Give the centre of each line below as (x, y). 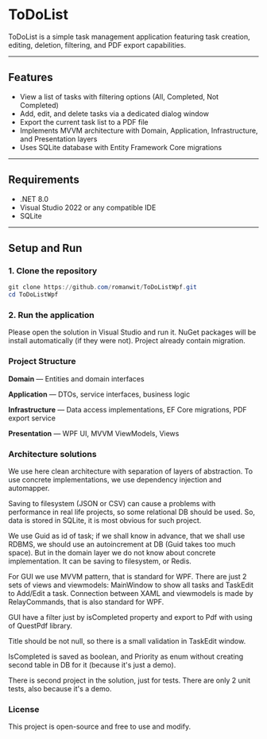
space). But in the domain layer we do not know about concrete (112, 552)
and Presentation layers (58, 139)
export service (32, 418)
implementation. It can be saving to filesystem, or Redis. (100, 561)
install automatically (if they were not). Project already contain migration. (127, 341)
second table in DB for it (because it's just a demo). (92, 664)
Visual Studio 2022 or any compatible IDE (88, 207)
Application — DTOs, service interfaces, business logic (99, 394)
